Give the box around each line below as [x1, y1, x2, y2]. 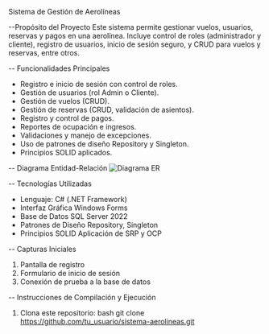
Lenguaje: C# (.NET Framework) [19, 195, 127, 204]
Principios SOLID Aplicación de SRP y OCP [19, 229, 163, 238]
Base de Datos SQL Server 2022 [19, 212, 128, 221]
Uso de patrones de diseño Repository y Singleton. [19, 139, 189, 148]
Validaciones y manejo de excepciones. [19, 130, 151, 140]
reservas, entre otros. [8, 48, 81, 57]
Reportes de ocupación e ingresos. [19, 122, 137, 131]
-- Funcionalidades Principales [8, 64, 110, 73]
